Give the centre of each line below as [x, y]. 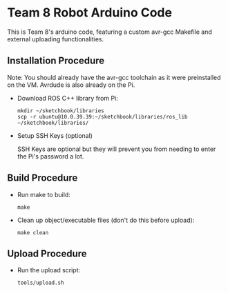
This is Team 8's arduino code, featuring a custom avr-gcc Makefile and [110, 32]
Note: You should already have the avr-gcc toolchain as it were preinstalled [114, 77]
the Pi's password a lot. [50, 156]
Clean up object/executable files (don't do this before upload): [106, 220]
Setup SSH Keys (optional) [55, 135]
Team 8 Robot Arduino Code [90, 13]
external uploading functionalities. [56, 39]
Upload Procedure [47, 253]
